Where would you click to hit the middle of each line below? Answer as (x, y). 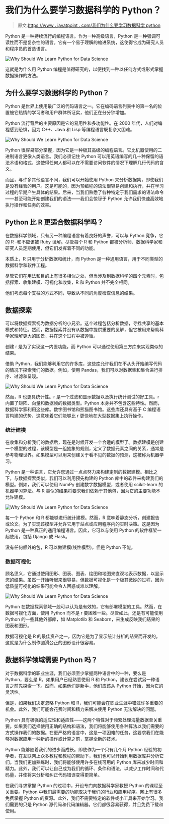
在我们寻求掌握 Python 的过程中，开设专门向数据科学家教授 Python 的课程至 (84, 785)
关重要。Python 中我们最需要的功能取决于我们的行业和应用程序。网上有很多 (84, 792)
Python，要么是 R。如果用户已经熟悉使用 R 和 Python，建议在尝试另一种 (80, 679)
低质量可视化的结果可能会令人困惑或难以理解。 (54, 586)
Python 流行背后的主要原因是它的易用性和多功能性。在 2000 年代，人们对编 (84, 123)
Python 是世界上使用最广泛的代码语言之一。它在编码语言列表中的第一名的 (81, 106)
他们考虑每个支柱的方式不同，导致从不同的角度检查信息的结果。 (71, 293)
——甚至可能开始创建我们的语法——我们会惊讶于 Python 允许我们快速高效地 (84, 198)
